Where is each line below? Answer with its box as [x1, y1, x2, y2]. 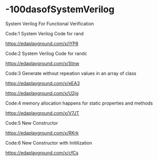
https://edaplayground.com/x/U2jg [5, 90, 78, 96]
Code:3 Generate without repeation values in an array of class [5, 70, 137, 76]
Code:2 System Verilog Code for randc [5, 50, 87, 56]
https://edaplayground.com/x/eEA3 [5, 80, 80, 86]
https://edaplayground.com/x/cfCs [5, 150, 78, 156]
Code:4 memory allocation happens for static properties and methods [5, 100, 153, 106]
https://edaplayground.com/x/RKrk [5, 130, 79, 136]
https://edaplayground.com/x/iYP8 [5, 40, 78, 47]
